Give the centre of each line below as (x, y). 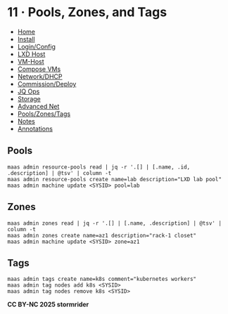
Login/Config (37, 46)
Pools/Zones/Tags (44, 114)
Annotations (35, 129)
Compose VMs (39, 69)
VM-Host (31, 61)
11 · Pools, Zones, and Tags (87, 12)
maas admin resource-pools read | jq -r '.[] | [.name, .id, (99, 167)
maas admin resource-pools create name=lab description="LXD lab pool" (114, 179)
